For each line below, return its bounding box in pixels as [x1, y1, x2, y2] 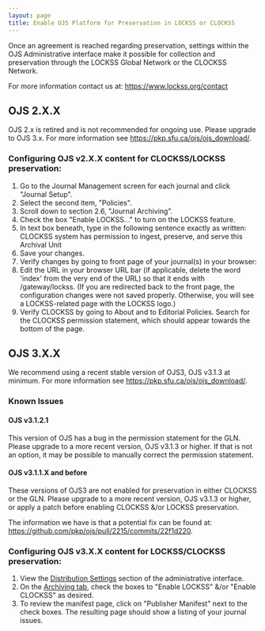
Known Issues [8, 396, 64, 407]
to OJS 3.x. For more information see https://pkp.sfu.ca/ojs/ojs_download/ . [8, 134, 252, 143]
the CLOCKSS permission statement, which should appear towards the [19, 315, 251, 325]
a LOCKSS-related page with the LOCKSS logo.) [19, 298, 176, 308]
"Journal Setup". [19, 189, 73, 198]
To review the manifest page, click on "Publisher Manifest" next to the [19, 599, 248, 609]
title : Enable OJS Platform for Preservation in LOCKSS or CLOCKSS [8, 19, 236, 27]
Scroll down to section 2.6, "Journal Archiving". [19, 206, 173, 216]
